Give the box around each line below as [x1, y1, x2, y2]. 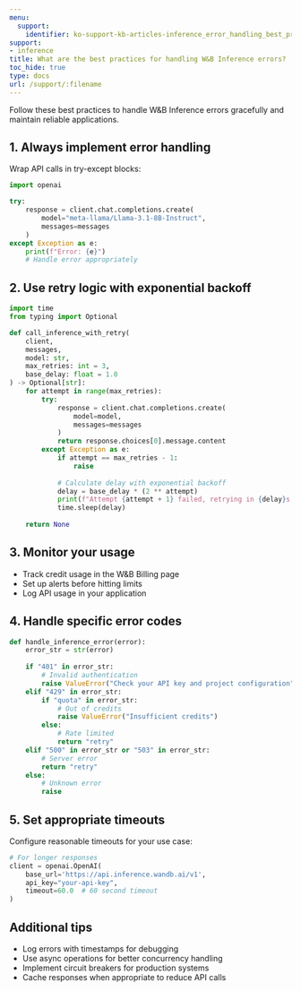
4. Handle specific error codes [9, 614, 182, 629]
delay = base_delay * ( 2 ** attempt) [56, 487, 199, 495]
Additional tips [9, 919, 92, 935]
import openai [9, 181, 63, 190]
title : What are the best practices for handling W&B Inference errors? [9, 55, 287, 64]
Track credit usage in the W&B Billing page [21, 568, 180, 579]
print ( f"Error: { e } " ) [25, 247, 106, 256]
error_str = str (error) [25, 646, 115, 655]
